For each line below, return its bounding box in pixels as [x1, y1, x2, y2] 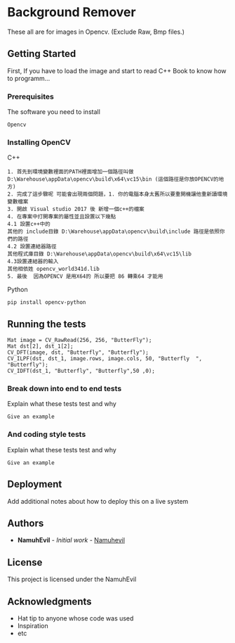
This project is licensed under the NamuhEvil [7, 575, 137, 584]
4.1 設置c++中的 [7, 221, 51, 228]
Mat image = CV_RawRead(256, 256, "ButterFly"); [7, 337, 152, 344]
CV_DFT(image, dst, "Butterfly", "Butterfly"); [7, 349, 149, 356]
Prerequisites [7, 91, 54, 101]
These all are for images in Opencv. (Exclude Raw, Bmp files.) [7, 27, 184, 36]
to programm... [7, 74, 51, 82]
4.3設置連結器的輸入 [7, 258, 59, 265]
